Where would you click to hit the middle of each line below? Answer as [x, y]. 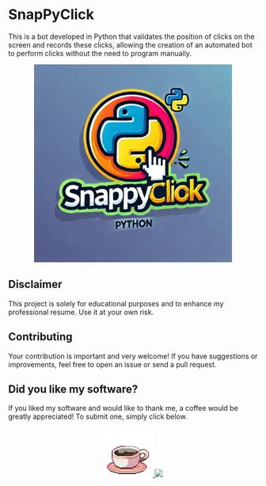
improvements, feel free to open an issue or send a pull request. [112, 364]
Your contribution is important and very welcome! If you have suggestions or [133, 356]
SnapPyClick [51, 15]
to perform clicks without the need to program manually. [100, 53]
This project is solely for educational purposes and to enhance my [116, 303]
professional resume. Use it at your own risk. [81, 312]
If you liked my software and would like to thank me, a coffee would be [123, 408]
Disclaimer [35, 285]
